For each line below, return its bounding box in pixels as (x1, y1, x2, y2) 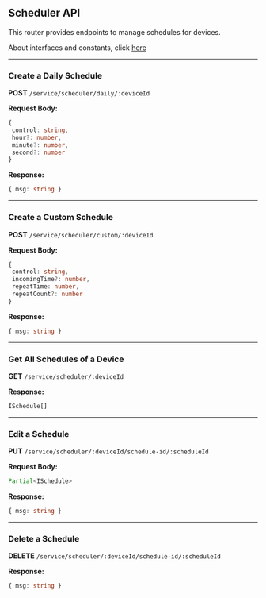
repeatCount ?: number (11, 290, 83, 299)
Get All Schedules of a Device (8, 353, 124, 365)
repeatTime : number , (11, 283, 80, 291)
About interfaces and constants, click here (8, 43, 146, 52)
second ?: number (11, 149, 66, 156)
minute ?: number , (11, 141, 69, 149)
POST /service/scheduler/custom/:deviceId (8, 230, 154, 239)
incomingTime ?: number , (11, 276, 90, 284)
